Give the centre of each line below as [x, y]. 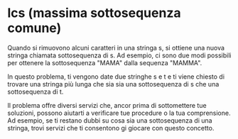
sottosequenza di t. [36, 91]
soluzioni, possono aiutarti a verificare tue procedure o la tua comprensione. [119, 113]
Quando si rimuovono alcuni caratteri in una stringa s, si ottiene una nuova [116, 48]
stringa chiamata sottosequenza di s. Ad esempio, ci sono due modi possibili [119, 55]
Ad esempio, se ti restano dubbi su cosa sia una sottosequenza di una [110, 120]
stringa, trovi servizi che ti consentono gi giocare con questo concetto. [111, 128]
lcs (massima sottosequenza [94, 13]
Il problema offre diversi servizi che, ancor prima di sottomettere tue [107, 105]
